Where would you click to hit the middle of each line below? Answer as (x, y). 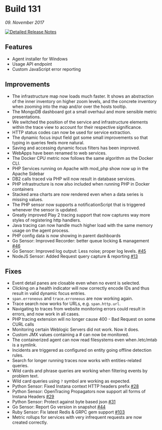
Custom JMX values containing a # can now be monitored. (71, 335)
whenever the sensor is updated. (45, 209)
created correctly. (30, 422)
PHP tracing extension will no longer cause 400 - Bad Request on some (84, 319)
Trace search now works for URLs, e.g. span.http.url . (66, 304)
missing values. (28, 199)
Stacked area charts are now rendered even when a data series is (78, 194)
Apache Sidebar (28, 173)
